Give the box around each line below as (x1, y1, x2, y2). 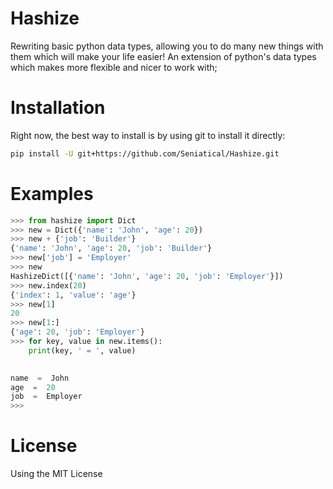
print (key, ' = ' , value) (28, 345, 137, 356)
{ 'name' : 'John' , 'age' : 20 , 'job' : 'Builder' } (10, 243, 213, 254)
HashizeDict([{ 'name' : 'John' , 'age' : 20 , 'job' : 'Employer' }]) (10, 271, 284, 281)
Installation (10, 97, 106, 119)
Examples (10, 182, 94, 205)
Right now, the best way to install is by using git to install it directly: (10, 129, 286, 141)
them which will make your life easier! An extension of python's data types (10, 50, 317, 62)
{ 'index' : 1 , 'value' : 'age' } (10, 290, 137, 300)
